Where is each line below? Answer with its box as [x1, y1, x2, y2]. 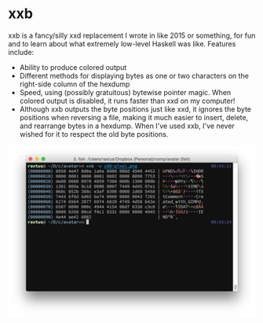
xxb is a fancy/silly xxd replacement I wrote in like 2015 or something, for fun [8, 31, 256, 40]
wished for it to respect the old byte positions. [19, 129, 169, 138]
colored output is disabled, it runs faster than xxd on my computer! [19, 96, 236, 105]
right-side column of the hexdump [19, 79, 130, 89]
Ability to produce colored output [19, 62, 127, 72]
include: [8, 47, 35, 57]
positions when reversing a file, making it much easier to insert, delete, [19, 112, 249, 122]
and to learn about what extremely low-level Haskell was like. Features [8, 39, 236, 48]
